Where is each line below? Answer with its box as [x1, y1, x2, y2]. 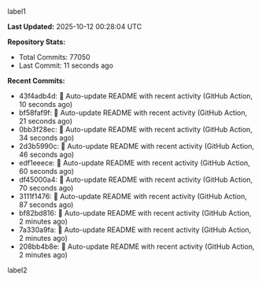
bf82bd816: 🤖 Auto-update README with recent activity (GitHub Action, [18, 209, 252, 217]
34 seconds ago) [18, 133, 75, 142]
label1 [7, 7, 27, 16]
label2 [7, 265, 28, 275]
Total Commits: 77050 [18, 53, 91, 61]
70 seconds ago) [18, 183, 74, 192]
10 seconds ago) [18, 100, 73, 109]
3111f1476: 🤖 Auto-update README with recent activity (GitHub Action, [18, 192, 247, 201]
